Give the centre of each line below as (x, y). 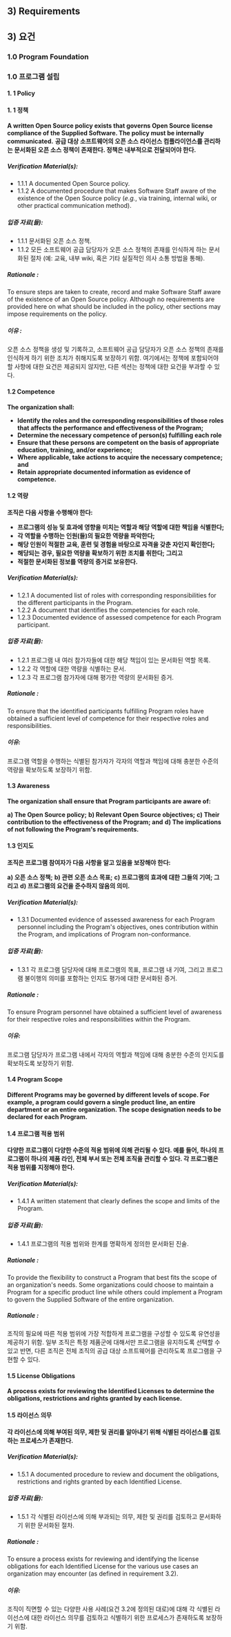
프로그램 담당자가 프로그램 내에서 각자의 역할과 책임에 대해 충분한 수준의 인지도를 (116, 1054)
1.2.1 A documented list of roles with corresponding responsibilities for (117, 595)
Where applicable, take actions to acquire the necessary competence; (120, 457)
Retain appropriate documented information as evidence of (104, 472)
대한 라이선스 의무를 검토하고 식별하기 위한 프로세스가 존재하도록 (118, 1618)
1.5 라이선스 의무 (30, 1415)
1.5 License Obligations (41, 1376)
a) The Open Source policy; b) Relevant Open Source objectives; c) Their (113, 814)
